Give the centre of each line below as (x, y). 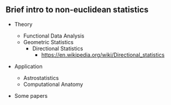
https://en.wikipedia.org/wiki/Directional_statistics (103, 55)
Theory (23, 24)
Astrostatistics (41, 78)
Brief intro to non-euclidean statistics (77, 10)
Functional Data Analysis (54, 36)
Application (28, 66)
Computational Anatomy (53, 84)
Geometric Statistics (48, 42)
